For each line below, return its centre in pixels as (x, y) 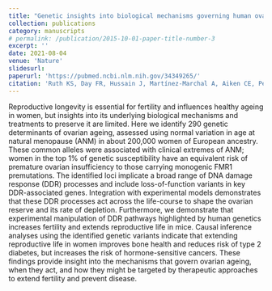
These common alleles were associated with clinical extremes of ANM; (126, 150)
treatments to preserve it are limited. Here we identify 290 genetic (119, 124)
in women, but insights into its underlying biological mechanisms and (123, 115)
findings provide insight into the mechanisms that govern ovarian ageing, (130, 261)
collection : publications (52, 23)
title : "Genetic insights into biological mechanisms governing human (130, 16)
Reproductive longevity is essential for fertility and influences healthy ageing (136, 107)
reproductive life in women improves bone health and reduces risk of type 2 (135, 244)
